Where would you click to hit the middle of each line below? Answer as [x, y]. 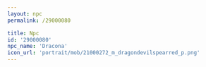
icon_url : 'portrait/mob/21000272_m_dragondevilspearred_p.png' [104, 53]
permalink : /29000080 [39, 20]
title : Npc [23, 33]
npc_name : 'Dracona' [38, 47]
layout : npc [25, 14]
